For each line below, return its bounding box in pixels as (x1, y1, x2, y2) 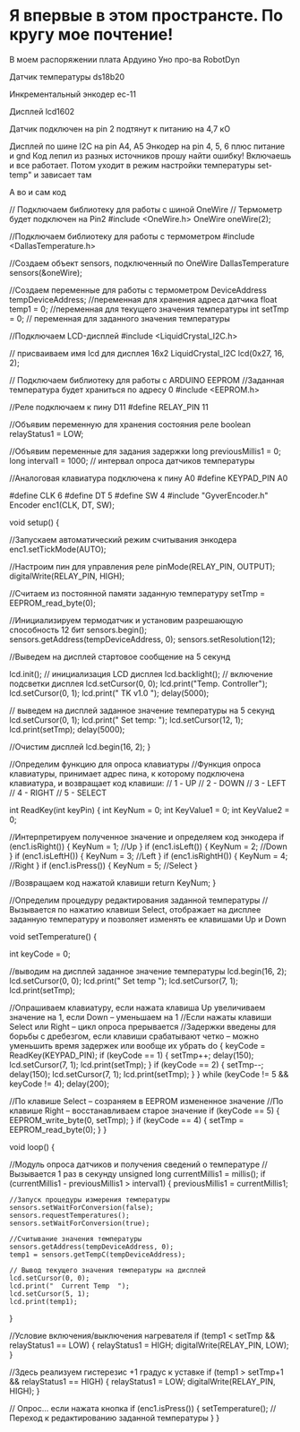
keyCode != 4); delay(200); (9, 1078, 110, 1089)
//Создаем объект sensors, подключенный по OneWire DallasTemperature (9, 257, 289, 269)
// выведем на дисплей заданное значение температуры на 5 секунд (9, 705, 275, 716)
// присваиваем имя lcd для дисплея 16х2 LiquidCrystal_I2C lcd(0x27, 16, (9, 347, 285, 358)
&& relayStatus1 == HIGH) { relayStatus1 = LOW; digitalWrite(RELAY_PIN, (9, 1376, 276, 1386)
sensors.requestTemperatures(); (9, 1211, 130, 1220)
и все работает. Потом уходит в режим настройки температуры (9, 159, 255, 170)
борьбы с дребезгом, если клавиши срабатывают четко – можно (9, 1031, 260, 1042)
